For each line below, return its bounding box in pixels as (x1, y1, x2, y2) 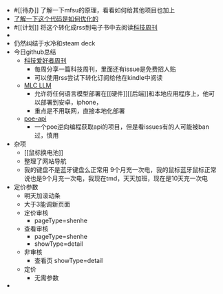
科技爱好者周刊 (23, 56, 67, 64)
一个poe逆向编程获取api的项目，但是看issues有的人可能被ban (34, 123, 210, 131)
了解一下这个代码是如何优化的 (13, 14, 98, 23)
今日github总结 (13, 48, 56, 56)
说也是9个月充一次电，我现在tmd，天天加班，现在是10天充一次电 (23, 174, 209, 182)
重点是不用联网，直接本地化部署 (34, 107, 125, 115)
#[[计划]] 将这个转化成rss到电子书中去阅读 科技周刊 (13, 23, 158, 31)
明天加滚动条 (23, 191, 61, 200)
